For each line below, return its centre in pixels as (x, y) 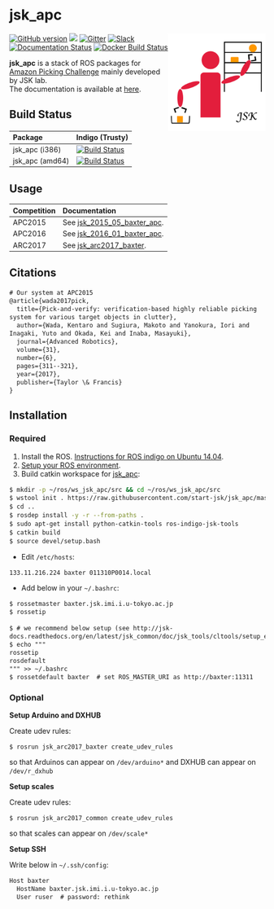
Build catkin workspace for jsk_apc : (80, 473)
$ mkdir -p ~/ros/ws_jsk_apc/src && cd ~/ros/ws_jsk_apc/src (115, 490)
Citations (33, 273)
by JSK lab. (28, 80)
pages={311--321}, (48, 366)
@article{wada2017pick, (50, 301)
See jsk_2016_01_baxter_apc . (113, 234)
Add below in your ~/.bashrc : (70, 587)
